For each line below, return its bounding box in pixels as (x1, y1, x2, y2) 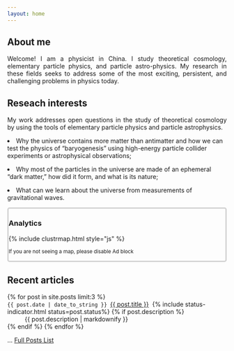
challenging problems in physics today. (7, 77, 120, 85)
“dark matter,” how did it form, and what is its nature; (7, 173, 159, 181)
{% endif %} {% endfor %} (7, 322, 84, 331)
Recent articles (7, 274, 75, 286)
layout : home (7, 10, 45, 17)
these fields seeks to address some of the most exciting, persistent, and (7, 69, 227, 78)
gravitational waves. (7, 194, 65, 202)
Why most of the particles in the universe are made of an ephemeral (16, 165, 212, 173)
